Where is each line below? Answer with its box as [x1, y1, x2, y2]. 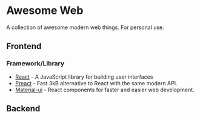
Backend [6, 103, 41, 114]
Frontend [6, 41, 42, 51]
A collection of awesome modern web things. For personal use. [6, 24, 165, 31]
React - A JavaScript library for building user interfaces [15, 73, 153, 80]
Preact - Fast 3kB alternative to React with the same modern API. [15, 79, 178, 87]
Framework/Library [6, 59, 65, 68]
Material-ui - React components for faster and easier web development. [15, 86, 195, 93]
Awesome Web [6, 4, 84, 18]
